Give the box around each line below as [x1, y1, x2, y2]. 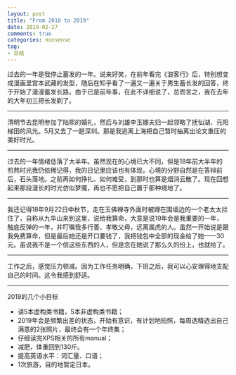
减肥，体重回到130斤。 [17, 343, 84, 351]
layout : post [7, 10, 46, 18]
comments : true [7, 30, 52, 37]
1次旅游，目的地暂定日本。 [17, 360, 95, 369]
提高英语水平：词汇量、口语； [17, 351, 104, 359]
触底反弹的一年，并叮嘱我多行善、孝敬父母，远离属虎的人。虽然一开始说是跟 [7, 223, 229, 231]
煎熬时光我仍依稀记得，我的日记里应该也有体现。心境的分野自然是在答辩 [7, 166, 216, 174]
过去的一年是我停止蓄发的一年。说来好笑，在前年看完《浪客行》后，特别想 [7, 70, 223, 78]
